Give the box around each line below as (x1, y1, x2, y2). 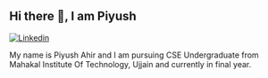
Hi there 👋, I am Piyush (9, 9, 137, 24)
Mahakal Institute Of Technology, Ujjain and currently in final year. (9, 58, 252, 69)
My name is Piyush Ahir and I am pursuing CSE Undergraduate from (9, 50, 259, 60)
